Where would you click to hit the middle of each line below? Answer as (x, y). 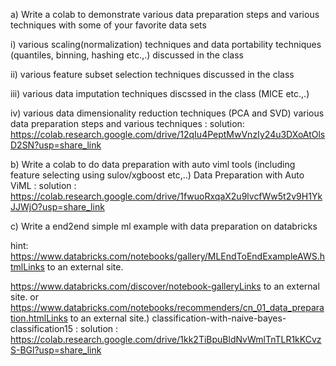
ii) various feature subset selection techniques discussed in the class (152, 74)
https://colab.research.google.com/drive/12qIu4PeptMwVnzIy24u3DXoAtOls (168, 134)
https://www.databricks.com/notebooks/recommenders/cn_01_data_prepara (167, 307)
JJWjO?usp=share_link (57, 207)
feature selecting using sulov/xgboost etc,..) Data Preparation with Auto (157, 175)
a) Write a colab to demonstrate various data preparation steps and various (165, 14)
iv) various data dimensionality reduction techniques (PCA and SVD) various (167, 113)
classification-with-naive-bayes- (219, 318)
